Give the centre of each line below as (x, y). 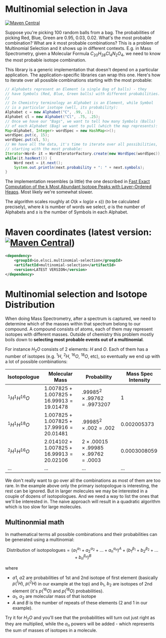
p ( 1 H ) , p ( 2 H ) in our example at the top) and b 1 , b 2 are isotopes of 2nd (82, 584)
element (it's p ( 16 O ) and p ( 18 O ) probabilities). (58, 590)
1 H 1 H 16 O (19, 398)
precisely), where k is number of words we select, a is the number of (75, 207)
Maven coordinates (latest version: (79, 232)
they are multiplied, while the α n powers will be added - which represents (80, 624)
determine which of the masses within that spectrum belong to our (73, 323)
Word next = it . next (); (39, 163)
